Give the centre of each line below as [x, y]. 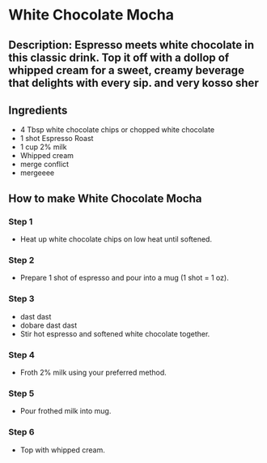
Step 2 [21, 260]
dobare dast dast [49, 325]
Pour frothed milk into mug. [66, 411]
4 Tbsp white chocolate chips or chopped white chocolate [117, 130]
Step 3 [21, 299]
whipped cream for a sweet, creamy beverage [127, 70]
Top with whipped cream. [62, 450]
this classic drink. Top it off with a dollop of [119, 57]
